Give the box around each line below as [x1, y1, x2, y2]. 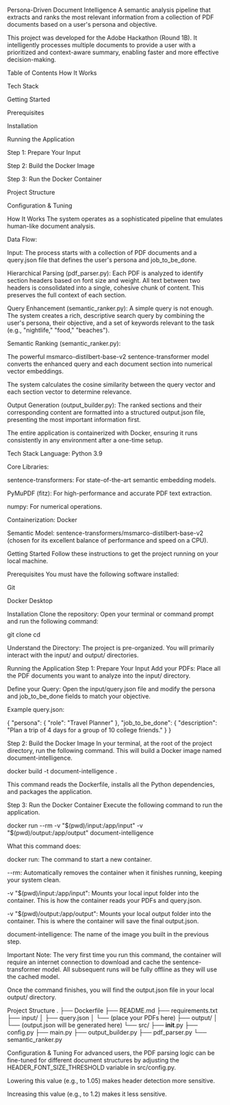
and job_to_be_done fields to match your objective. [7, 692, 151, 700]
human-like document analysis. [7, 222, 96, 230]
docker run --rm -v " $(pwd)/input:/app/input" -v [7, 821, 144, 830]
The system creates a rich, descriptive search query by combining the [7, 312, 205, 319]
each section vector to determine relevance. [7, 388, 132, 396]
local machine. [7, 557, 49, 564]
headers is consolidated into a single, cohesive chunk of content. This [7, 284, 205, 292]
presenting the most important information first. [7, 416, 142, 423]
